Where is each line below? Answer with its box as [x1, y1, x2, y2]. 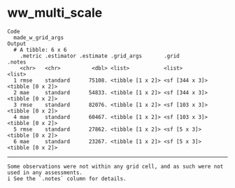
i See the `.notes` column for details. [7, 175, 127, 182]
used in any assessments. [7, 169, 83, 176]
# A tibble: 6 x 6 [13, 46, 68, 53]
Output [7, 40, 27, 47]
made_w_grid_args [13, 34, 64, 41]
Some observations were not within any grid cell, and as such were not [7, 163, 224, 170]
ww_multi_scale [7, 5, 103, 21]
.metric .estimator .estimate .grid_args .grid [20, 52, 180, 59]
